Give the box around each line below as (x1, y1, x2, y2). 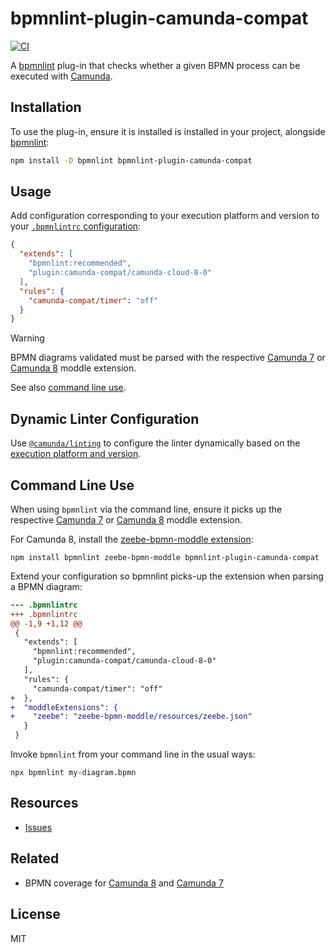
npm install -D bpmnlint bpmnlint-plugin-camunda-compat (10, 155, 253, 166)
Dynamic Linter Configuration (10, 410, 200, 427)
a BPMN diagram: (10, 580, 83, 592)
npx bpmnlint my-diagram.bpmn (10, 768, 137, 778)
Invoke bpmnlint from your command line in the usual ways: (10, 748, 256, 761)
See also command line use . (10, 382, 127, 394)
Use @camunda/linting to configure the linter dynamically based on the (10, 437, 301, 449)
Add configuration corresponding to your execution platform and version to (10, 210, 320, 222)
